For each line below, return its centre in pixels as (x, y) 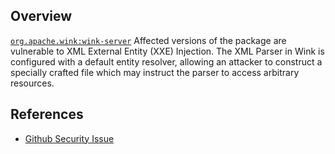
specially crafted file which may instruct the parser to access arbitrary (155, 72)
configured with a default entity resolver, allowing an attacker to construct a (166, 61)
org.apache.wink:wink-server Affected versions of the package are (148, 40)
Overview (41, 16)
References (47, 114)
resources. (32, 83)
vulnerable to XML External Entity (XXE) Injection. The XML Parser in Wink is (167, 51)
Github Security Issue (69, 138)
